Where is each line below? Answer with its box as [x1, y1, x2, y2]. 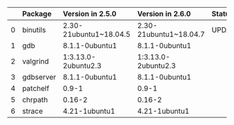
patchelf [22, 84, 50, 93]
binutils [22, 25, 47, 34]
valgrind [22, 57, 49, 66]
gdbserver [22, 73, 56, 82]
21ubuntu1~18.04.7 [136, 29, 205, 39]
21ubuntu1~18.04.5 [62, 29, 131, 39]
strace [22, 106, 43, 116]
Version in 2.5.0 [62, 9, 117, 18]
